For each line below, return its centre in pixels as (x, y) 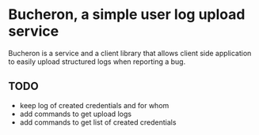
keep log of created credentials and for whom (94, 105)
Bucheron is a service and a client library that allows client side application (130, 53)
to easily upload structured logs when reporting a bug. (97, 62)
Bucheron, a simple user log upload (127, 15)
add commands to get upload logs (76, 114)
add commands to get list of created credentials (98, 122)
